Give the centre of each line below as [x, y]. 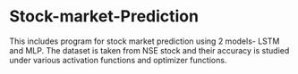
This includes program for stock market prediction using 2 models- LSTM [145, 41]
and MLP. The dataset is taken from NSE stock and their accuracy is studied [149, 50]
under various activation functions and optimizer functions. [118, 60]
